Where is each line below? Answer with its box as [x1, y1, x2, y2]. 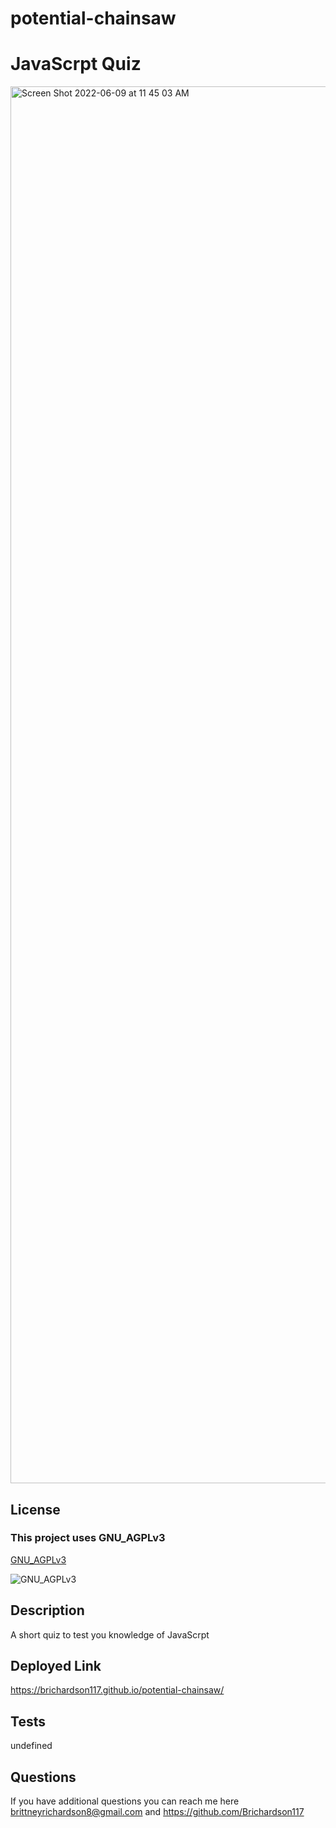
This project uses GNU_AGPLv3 [10, 1531, 166, 1545]
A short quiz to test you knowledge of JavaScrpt [10, 1628, 210, 1641]
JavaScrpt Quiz [10, 53, 142, 76]
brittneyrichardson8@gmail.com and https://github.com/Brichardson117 [10, 1806, 305, 1818]
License [10, 1501, 61, 1518]
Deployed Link [10, 1658, 102, 1675]
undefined [10, 1740, 53, 1752]
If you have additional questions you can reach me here [10, 1795, 240, 1807]
